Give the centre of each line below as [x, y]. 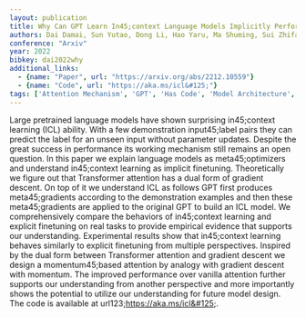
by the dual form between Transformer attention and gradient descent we [148, 254]
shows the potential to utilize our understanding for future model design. [145, 293]
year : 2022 [30, 52]
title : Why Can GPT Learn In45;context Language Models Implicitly [140, 26]
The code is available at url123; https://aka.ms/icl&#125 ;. [114, 303]
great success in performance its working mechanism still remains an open [150, 149]
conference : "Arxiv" [49, 43]
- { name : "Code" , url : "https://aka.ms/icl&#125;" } [118, 85]
